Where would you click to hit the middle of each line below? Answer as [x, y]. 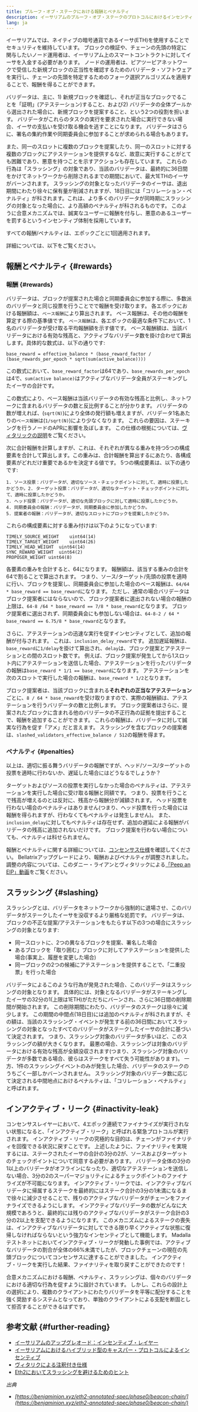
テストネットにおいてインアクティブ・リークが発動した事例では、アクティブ [98, 1242]
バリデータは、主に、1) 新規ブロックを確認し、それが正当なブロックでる [94, 97]
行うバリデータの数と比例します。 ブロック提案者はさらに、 [110, 705]
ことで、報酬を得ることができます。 [55, 85]
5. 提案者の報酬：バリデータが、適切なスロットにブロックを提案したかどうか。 [89, 514]
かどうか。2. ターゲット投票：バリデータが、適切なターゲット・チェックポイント [91, 489]
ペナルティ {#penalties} [40, 751]
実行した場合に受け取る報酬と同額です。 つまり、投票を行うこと [109, 793]
